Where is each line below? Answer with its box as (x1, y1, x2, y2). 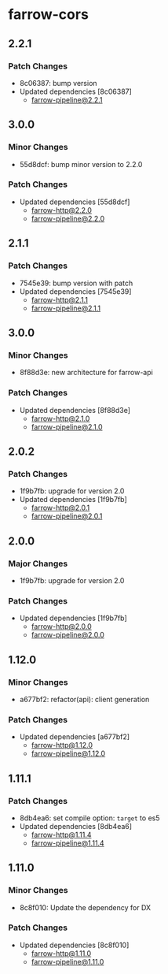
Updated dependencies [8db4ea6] (19, 821, 132, 831)
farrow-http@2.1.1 (31, 295, 89, 304)
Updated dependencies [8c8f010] (19, 940, 130, 950)
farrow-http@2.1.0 (31, 414, 90, 423)
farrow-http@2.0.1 (31, 503, 90, 513)
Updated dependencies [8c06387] (19, 87, 132, 96)
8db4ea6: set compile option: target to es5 (19, 813, 160, 823)
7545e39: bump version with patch (19, 278, 133, 288)
